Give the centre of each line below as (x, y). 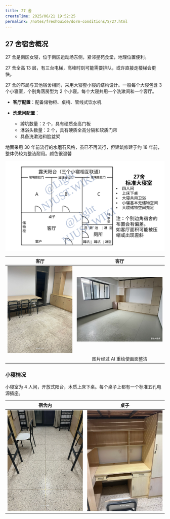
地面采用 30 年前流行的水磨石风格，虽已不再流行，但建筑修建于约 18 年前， (84, 147)
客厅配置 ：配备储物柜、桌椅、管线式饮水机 (57, 102)
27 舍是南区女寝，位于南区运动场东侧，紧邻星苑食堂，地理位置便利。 (77, 57)
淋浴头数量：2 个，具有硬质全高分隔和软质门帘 (69, 130)
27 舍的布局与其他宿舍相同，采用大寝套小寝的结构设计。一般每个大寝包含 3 (83, 85)
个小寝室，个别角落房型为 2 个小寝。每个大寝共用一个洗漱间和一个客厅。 (81, 91)
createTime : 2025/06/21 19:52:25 (40, 16)
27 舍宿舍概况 (27, 44)
